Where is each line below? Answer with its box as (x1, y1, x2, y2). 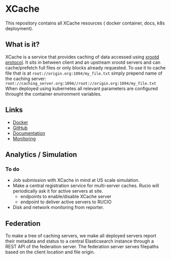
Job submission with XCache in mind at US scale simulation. (12, 177, 140, 183)
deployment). (5, 25, 34, 31)
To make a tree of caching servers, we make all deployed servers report (5, 233, 157, 239)
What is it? (5, 40, 40, 49)
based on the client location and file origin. (5, 249, 95, 255)
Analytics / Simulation (5, 150, 78, 159)
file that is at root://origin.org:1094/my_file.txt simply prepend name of (5, 70, 162, 76)
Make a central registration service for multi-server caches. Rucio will (12, 182, 159, 189)
